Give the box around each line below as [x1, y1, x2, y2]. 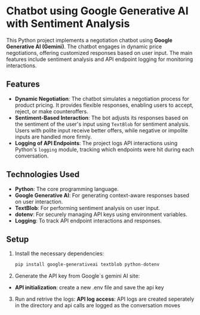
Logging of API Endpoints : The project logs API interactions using [14, 139, 178, 147]
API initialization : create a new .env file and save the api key [14, 284, 164, 291]
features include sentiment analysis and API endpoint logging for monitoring [6, 55, 193, 63]
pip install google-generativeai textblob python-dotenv [14, 261, 160, 268]
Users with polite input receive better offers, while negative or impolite [14, 126, 188, 134]
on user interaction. [14, 198, 63, 205]
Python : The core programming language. [14, 185, 119, 192]
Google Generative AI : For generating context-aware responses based [14, 192, 190, 199]
